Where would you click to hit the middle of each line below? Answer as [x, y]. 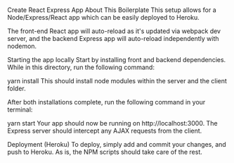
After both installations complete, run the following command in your [106, 102]
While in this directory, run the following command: [81, 67]
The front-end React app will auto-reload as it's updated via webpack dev [114, 31]
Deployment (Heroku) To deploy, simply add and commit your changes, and [117, 145]
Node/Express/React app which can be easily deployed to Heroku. [104, 18]
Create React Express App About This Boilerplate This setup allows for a [112, 10]
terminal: [20, 110]
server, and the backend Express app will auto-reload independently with [113, 39]
